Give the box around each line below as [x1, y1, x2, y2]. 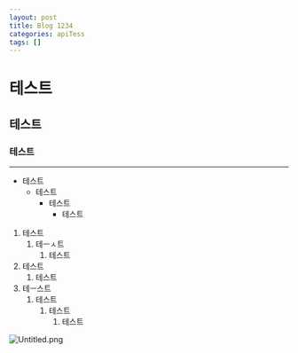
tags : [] [9, 37, 42, 47]
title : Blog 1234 [9, 21, 74, 30]
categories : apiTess [9, 29, 86, 38]
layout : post [9, 12, 58, 22]
